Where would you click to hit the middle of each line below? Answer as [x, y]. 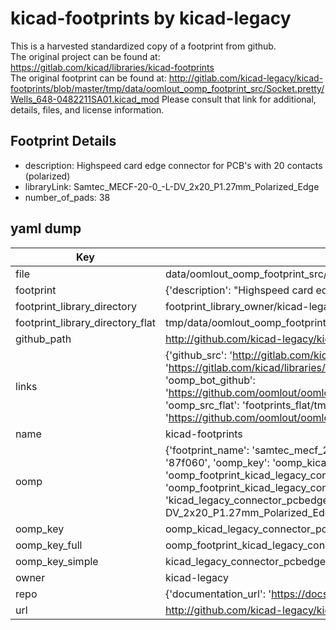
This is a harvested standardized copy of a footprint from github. [143, 46]
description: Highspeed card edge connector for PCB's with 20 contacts [173, 165]
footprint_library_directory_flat [85, 322]
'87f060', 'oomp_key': [217, 462]
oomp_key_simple [57, 561]
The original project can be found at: [85, 56]
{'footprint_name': [207, 450]
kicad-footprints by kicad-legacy [151, 18]
